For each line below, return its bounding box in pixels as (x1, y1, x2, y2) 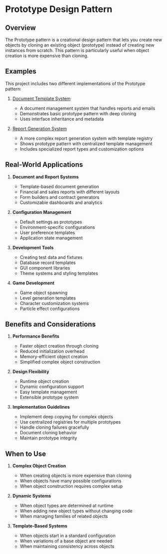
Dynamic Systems (12, 493, 51, 499)
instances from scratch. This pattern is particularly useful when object (5, 48, 150, 53)
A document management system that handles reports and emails (19, 105, 156, 111)
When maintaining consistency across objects (19, 543, 115, 549)
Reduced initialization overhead (19, 348, 85, 354)
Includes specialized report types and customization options (19, 146, 144, 152)
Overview (5, 24, 36, 32)
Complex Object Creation (12, 463, 66, 469)
